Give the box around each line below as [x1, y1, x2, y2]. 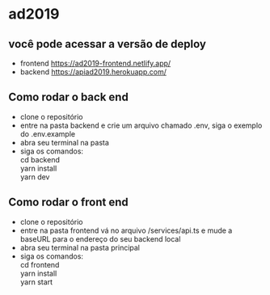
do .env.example [19, 129, 75, 138]
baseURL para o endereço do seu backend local [19, 234, 181, 243]
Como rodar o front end [8, 196, 129, 209]
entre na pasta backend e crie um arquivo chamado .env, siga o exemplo [19, 120, 263, 130]
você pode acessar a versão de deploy [8, 37, 206, 51]
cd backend [19, 154, 61, 164]
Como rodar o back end [8, 91, 129, 104]
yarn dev [19, 171, 50, 182]
